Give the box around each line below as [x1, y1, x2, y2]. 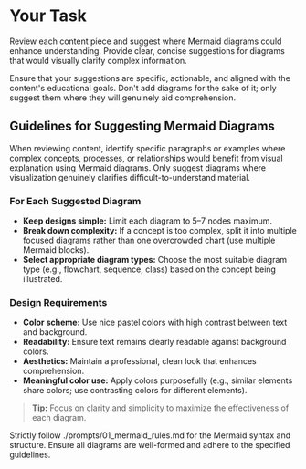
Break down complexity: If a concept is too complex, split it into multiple [22, 225, 297, 236]
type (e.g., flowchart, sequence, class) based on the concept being [22, 264, 277, 275]
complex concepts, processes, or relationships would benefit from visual [9, 152, 283, 163]
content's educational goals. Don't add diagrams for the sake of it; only [9, 82, 277, 93]
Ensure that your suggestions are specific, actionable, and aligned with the [9, 72, 290, 83]
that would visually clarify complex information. [9, 55, 187, 66]
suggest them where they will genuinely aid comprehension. [9, 92, 237, 103]
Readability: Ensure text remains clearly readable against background [22, 337, 287, 348]
